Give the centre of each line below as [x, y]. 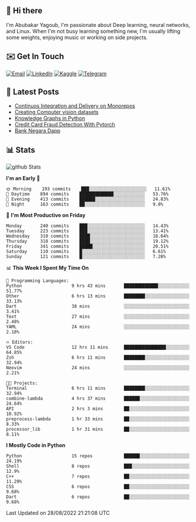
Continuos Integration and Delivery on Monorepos [75, 106]
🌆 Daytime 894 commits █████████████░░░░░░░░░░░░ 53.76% [87, 194]
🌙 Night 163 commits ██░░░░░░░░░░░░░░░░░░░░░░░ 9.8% [85, 205]
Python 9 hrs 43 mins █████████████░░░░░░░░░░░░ [98, 286]
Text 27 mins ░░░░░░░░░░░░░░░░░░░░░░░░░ [98, 317]
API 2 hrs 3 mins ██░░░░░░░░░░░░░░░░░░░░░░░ [98, 409]
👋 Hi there [24, 11]
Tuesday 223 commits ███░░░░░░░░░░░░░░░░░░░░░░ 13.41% [87, 231]
